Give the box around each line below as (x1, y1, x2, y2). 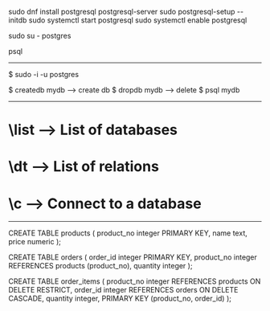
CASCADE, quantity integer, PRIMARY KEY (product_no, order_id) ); (8, 293, 231, 304)
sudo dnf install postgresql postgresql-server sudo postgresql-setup (8, 7, 235, 16)
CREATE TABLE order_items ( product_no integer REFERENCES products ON (8, 276, 261, 286)
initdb (8, 15, 27, 25)
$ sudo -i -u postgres (8, 70, 79, 79)
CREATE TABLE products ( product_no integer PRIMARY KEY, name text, (8, 228, 247, 238)
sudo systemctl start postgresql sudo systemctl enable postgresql (28, 15, 247, 25)
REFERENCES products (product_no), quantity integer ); (8, 261, 193, 271)
